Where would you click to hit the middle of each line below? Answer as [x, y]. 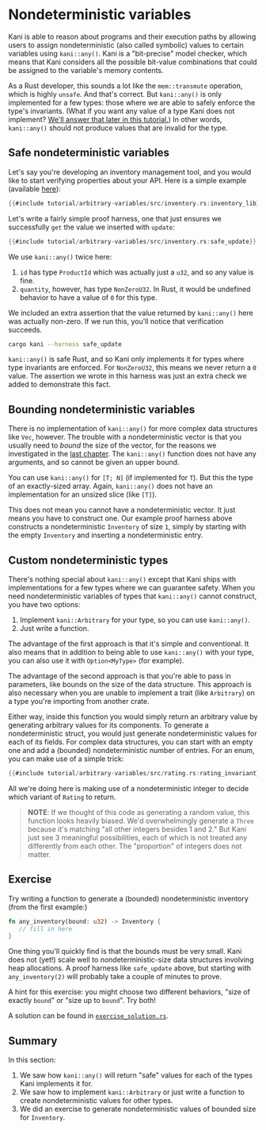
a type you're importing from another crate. [79, 701]
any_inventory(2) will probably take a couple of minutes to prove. [115, 977]
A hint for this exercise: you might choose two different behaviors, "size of [129, 992]
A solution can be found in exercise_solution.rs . [88, 1016]
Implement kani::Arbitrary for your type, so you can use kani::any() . [135, 620]
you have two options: [44, 604]
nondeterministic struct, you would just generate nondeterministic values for [133, 733]
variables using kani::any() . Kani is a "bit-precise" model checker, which [128, 53]
